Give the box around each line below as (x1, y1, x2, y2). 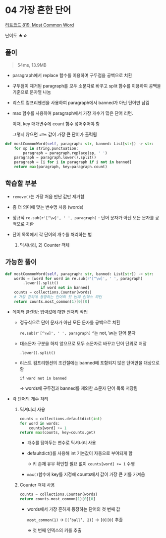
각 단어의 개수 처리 (12, 396, 49, 402)
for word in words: (19, 421, 60, 426)
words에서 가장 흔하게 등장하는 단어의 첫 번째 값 (27, 506, 120, 512)
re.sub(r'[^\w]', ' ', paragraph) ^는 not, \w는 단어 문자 (19, 330, 136, 336)
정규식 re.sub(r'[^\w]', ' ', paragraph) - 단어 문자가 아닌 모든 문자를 (12, 214, 155, 220)
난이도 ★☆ (5, 32, 28, 38)
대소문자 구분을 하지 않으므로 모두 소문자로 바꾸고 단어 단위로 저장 (19, 340, 147, 346)
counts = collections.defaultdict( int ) (19, 416, 103, 421)
